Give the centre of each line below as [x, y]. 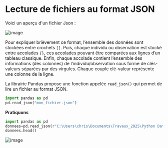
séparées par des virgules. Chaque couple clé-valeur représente [88, 69]
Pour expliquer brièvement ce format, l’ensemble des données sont [74, 42]
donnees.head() [21, 131]
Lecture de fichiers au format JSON [80, 9]
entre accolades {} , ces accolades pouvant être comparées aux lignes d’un [83, 53]
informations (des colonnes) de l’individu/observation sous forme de [76, 63]
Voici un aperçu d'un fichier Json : [40, 23]
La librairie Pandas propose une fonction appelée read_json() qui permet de [84, 84]
